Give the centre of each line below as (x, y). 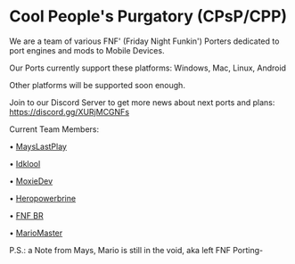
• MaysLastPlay (38, 146)
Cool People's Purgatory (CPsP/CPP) (148, 16)
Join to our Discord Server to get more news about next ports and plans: (142, 102)
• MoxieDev (31, 181)
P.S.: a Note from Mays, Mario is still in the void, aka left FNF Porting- (136, 250)
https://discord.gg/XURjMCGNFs (70, 111)
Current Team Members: (54, 129)
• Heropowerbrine (43, 198)
